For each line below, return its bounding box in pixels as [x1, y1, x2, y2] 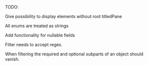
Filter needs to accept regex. [5, 42, 63, 48]
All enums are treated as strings [5, 23, 69, 29]
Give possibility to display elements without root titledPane [5, 14, 122, 19]
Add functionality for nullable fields [5, 33, 75, 38]
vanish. [5, 56, 20, 62]
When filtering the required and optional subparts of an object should [5, 51, 144, 57]
